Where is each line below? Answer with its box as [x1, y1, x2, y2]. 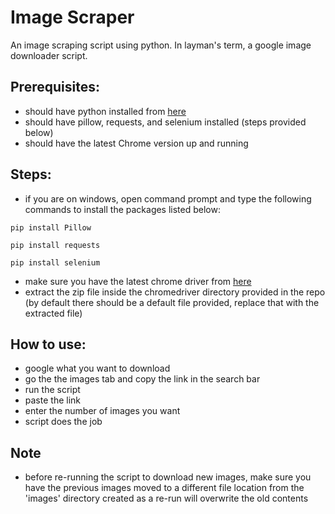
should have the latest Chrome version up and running [24, 137, 249, 149]
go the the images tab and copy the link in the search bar [24, 373, 261, 385]
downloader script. [10, 49, 88, 61]
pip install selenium [10, 257, 101, 268]
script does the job [24, 416, 103, 428]
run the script [24, 384, 81, 396]
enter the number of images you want [24, 405, 181, 417]
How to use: [10, 336, 87, 353]
